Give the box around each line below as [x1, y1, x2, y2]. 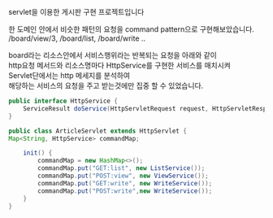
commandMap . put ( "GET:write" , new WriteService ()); [37, 179, 213, 187]
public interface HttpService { [8, 97, 118, 105]
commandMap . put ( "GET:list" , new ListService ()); [37, 164, 206, 172]
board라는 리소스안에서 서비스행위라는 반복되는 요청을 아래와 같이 [8, 50, 217, 59]
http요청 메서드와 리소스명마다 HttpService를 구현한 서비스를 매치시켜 [8, 60, 232, 70]
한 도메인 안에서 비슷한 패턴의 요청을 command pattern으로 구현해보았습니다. [8, 24, 254, 34]
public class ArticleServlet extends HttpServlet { [8, 127, 187, 135]
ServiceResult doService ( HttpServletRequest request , [23, 104, 209, 112]
